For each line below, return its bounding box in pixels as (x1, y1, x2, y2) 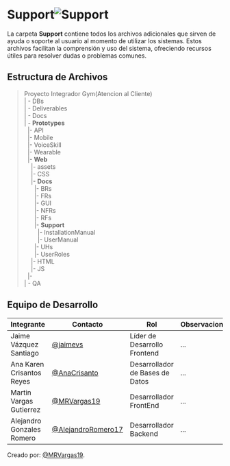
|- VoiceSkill (27, 141, 62, 149)
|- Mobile (27, 133, 53, 141)
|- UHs (34, 242, 53, 251)
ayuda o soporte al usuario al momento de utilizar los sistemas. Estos (7, 36, 202, 45)
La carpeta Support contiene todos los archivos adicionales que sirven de (7, 30, 216, 38)
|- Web (27, 155, 48, 163)
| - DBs (23, 97, 44, 105)
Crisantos (10, 368, 42, 377)
